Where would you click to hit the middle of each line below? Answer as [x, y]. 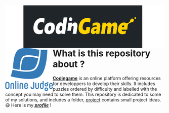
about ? [69, 64]
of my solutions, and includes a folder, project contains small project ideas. [83, 100]
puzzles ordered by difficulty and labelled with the [105, 89]
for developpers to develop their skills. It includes [104, 84]
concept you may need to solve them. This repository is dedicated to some [83, 94]
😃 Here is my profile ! [28, 105]
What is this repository [102, 53]
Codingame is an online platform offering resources [107, 78]
